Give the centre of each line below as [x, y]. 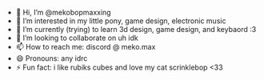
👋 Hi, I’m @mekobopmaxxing [63, 12]
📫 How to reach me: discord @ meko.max [86, 47]
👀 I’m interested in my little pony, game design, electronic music [121, 21]
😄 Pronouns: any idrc [52, 58]
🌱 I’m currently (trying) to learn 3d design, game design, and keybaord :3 [136, 29]
